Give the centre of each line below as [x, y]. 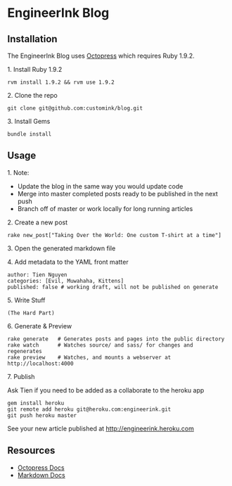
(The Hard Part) [31, 313]
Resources [31, 450]
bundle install [30, 134]
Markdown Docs [41, 475]
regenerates [25, 351]
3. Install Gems [29, 121]
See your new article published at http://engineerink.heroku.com [101, 428]
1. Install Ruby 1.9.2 [35, 69]
